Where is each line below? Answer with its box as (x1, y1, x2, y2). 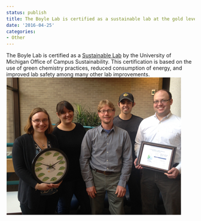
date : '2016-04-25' (6, 22, 55, 28)
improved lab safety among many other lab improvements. (6, 71, 150, 78)
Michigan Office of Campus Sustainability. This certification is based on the (6, 58, 192, 66)
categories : (6, 29, 36, 35)
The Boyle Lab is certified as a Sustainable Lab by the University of (6, 52, 172, 59)
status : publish (6, 10, 47, 15)
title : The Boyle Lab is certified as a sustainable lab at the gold (6, 15, 184, 22)
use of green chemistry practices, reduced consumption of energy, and (6, 64, 182, 71)
